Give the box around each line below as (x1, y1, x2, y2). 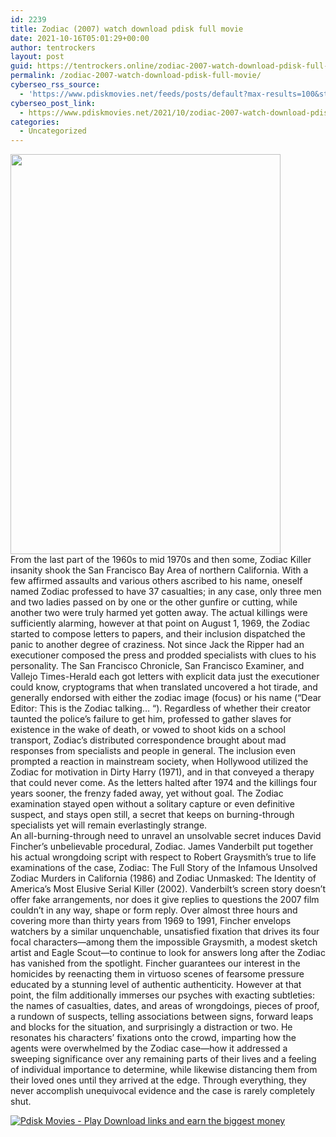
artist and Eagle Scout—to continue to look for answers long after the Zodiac (10, 947, 326, 959)
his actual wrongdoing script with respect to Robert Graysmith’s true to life (10, 851, 317, 863)
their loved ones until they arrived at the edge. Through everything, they (10, 1074, 307, 1086)
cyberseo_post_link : (10, 98, 97, 108)
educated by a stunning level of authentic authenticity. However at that (10, 979, 302, 991)
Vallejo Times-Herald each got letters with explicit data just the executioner (10, 671, 320, 683)
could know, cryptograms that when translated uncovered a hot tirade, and (10, 681, 318, 693)
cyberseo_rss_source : (10, 80, 101, 90)
